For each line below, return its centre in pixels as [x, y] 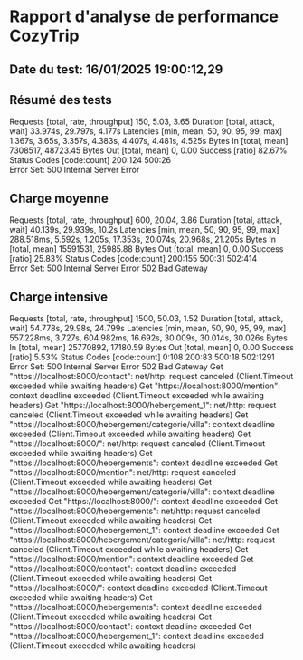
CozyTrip [44, 36]
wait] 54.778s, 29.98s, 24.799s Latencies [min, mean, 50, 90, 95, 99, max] [148, 329]
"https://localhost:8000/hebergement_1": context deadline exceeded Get [145, 531]
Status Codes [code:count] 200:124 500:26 [90, 160]
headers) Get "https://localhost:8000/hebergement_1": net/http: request [143, 406]
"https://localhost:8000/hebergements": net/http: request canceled [135, 511]
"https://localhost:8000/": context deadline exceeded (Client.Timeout [138, 588]
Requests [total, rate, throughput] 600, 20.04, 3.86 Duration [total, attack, [146, 220]
